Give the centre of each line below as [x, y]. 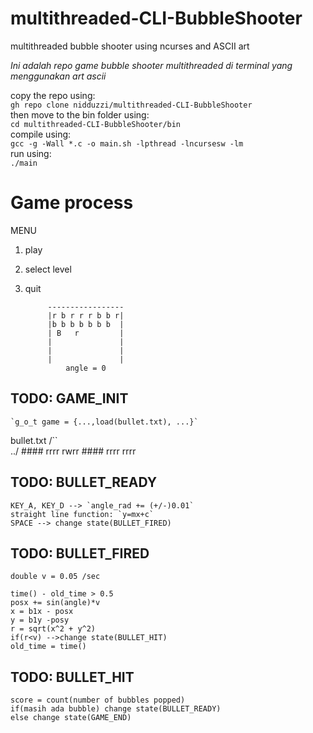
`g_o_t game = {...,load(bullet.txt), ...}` [104, 422]
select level [48, 269]
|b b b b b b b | [86, 324]
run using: [31, 153]
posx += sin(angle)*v [55, 603]
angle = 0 [86, 368]
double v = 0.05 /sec [55, 577]
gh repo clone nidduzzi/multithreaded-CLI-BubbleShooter [131, 105]
